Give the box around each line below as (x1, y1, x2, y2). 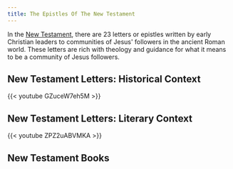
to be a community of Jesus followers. (7, 53, 120, 61)
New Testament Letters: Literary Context (7, 112, 192, 124)
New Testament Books (7, 152, 110, 164)
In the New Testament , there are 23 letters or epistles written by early (7, 30, 212, 38)
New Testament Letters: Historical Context (7, 73, 201, 85)
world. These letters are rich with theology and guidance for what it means (7, 45, 227, 53)
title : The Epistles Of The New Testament (7, 10, 135, 18)
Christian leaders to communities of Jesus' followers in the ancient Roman (7, 37, 226, 46)
